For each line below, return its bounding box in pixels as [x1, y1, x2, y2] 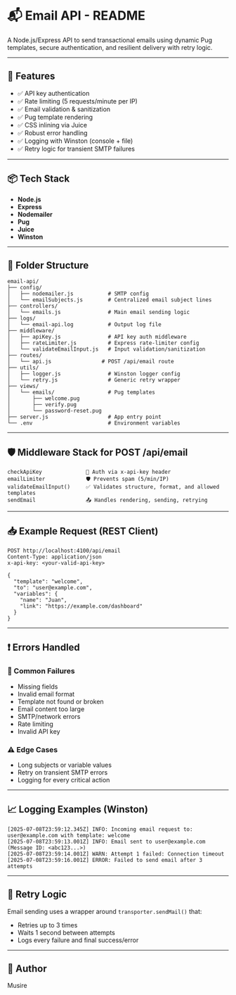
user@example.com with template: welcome [7, 832, 131, 839]
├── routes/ [7, 352, 42, 359]
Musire [7, 982, 27, 990]
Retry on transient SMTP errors [17, 768, 108, 777]
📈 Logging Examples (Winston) [7, 803, 149, 815]
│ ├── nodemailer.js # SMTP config [7, 290, 150, 298]
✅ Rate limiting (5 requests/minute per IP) [17, 96, 138, 105]
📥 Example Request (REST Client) [7, 525, 159, 537]
